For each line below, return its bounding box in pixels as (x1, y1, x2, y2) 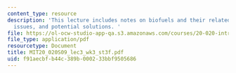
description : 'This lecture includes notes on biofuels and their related (7, 17, 231, 24)
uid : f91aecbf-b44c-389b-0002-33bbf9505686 (7, 56, 137, 63)
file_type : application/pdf (7, 36, 90, 43)
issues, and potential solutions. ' (13, 23, 121, 30)
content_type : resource (7, 10, 77, 17)
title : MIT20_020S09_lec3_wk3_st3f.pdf (7, 49, 124, 56)
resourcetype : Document (7, 42, 77, 49)
